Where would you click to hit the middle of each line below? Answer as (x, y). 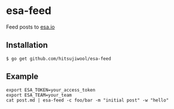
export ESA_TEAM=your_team (39, 95)
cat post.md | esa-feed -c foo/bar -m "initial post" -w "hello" (87, 100)
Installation (27, 45)
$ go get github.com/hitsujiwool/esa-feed (59, 59)
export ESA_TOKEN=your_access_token (51, 90)
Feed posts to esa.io (30, 27)
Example (22, 77)
